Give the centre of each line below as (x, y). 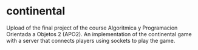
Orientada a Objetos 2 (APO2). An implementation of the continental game (99, 34)
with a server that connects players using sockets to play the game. (91, 40)
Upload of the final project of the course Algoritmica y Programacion (92, 28)
